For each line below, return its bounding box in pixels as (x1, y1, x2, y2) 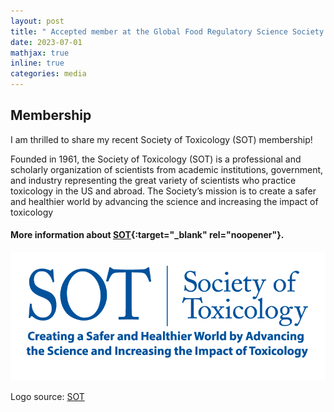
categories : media (10, 69, 87, 79)
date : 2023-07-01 (10, 37, 83, 47)
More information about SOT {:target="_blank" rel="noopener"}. (10, 229, 285, 241)
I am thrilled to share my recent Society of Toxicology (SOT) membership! (10, 133, 313, 145)
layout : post (10, 16, 65, 26)
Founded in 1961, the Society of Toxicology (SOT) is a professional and (10, 153, 302, 165)
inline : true (10, 58, 65, 69)
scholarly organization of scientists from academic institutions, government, (10, 163, 324, 175)
